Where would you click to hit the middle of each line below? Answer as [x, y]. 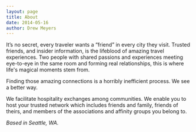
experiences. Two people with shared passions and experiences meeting [95, 57]
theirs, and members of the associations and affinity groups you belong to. [97, 111]
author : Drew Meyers [31, 28]
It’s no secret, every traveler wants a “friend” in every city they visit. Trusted [98, 45]
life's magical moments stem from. [48, 70]
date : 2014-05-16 [27, 22]
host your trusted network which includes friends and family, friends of [92, 105]
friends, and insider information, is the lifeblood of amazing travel [85, 51]
